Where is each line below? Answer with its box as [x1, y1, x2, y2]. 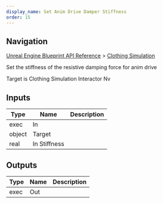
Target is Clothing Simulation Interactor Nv [6, 75, 110, 82]
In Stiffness [32, 140, 64, 148]
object [9, 130, 27, 138]
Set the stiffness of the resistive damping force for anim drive [6, 64, 157, 71]
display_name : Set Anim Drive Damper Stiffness [6, 8, 127, 15]
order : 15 [6, 14, 31, 20]
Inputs [6, 92, 31, 103]
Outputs [6, 160, 38, 170]
